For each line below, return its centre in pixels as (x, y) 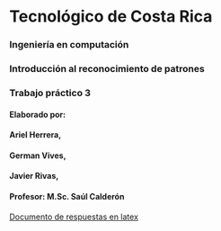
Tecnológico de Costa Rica (111, 17)
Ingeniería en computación (69, 45)
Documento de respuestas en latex (74, 217)
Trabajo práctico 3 (50, 93)
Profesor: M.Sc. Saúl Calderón (67, 196)
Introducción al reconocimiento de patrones (107, 69)
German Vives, (38, 155)
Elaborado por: (37, 114)
